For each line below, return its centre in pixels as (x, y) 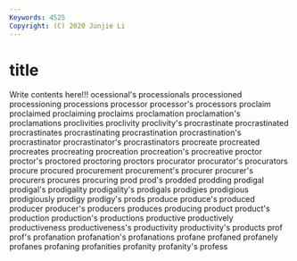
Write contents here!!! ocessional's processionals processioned (126, 95)
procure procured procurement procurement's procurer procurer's (132, 171)
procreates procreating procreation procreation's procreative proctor (136, 152)
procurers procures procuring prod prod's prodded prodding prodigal (137, 181)
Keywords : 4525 (37, 17)
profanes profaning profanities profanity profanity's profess (119, 247)
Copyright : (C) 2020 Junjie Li (67, 26)
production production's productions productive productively (121, 218)
